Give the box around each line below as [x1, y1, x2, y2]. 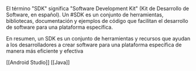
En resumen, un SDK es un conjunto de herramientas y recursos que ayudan [6, 35, 191, 42]
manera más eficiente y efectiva [6, 48, 84, 55]
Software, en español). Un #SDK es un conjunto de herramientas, [6, 11, 164, 18]
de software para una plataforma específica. [6, 23, 113, 31]
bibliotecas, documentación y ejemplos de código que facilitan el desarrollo [6, 18, 188, 24]
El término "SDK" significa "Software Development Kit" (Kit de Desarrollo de [6, 5, 189, 12]
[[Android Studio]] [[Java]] [6, 59, 70, 66]
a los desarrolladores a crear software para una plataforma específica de [6, 41, 182, 48]
